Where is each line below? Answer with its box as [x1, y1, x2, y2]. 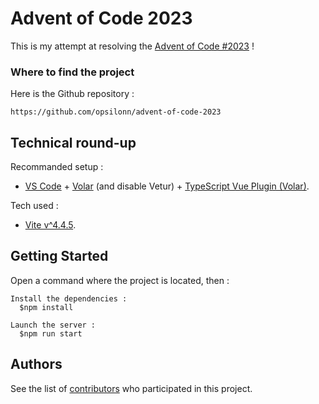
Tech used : [10, 200, 59, 212]
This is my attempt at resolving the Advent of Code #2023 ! [10, 40, 255, 52]
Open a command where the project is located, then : [10, 274, 230, 286]
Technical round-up [10, 134, 137, 151]
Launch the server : [10, 320, 97, 330]
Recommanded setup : [10, 161, 104, 173]
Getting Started [10, 248, 109, 265]
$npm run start [19, 328, 83, 339]
